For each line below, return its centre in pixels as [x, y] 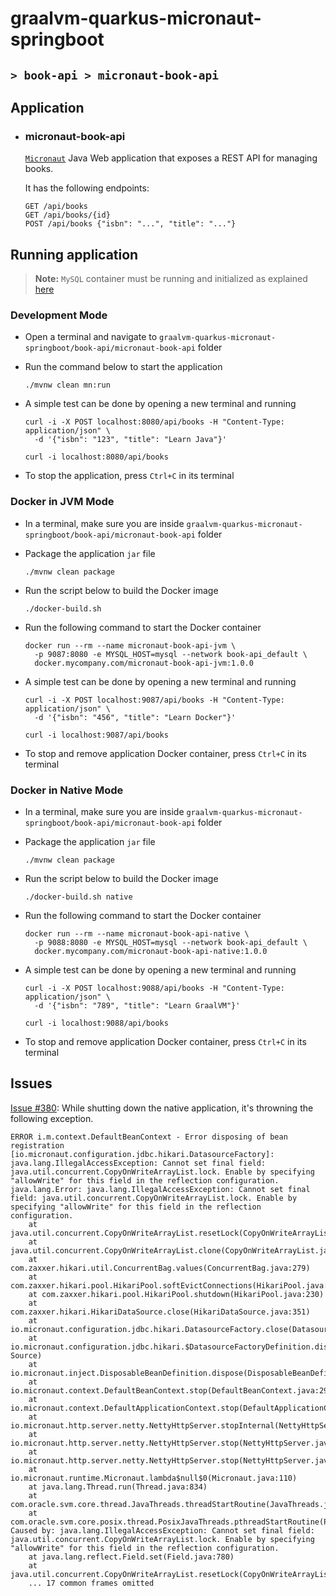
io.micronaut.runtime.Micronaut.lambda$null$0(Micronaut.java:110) [154, 1478]
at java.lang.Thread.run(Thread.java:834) [118, 1487]
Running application [74, 254]
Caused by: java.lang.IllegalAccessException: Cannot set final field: [162, 1530]
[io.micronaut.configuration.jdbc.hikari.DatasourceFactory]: [142, 1154]
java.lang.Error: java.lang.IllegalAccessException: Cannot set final [160, 1189]
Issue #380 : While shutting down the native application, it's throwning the [162, 1108]
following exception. [52, 1118]
